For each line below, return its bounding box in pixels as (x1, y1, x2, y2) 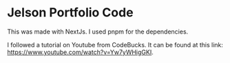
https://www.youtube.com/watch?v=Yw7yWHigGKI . (7, 48, 154, 56)
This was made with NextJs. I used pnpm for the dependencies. (7, 27, 189, 36)
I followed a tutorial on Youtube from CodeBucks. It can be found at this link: (7, 40, 224, 49)
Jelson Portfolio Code (7, 5, 134, 21)
